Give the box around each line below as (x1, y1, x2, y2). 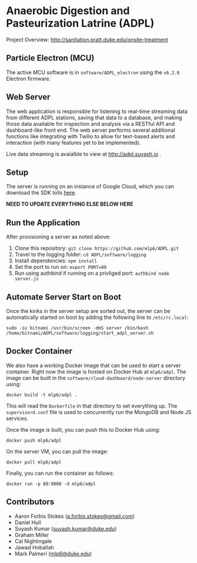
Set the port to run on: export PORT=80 (14, 264, 107, 271)
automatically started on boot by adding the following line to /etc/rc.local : (6, 314, 189, 321)
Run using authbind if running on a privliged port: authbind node (14, 269, 169, 277)
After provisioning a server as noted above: (6, 234, 111, 241)
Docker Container (6, 346, 72, 357)
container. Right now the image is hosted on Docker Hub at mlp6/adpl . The (6, 368, 186, 375)
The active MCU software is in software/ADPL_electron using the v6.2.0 (6, 69, 180, 76)
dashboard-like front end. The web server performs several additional (6, 126, 175, 134)
